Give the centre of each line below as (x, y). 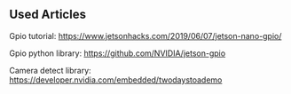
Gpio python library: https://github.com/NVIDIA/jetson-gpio (118, 53)
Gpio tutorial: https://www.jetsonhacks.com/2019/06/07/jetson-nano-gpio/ (145, 35)
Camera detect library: (50, 70)
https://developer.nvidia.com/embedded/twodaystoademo (116, 80)
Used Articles (48, 15)
